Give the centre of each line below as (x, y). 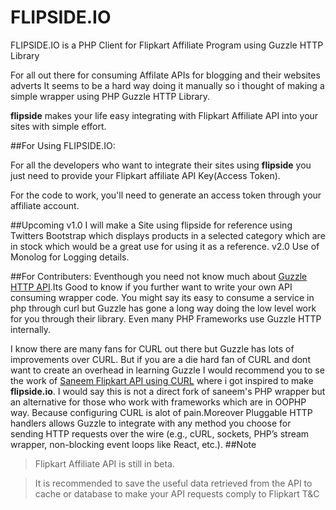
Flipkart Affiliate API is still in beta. (104, 463)
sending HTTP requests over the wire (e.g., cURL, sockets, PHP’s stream (160, 433)
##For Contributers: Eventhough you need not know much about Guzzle (159, 276)
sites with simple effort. (58, 126)
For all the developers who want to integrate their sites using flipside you (161, 165)
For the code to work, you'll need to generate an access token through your (166, 195)
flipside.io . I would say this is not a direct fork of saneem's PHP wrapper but (168, 391)
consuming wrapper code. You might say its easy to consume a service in (162, 297)
